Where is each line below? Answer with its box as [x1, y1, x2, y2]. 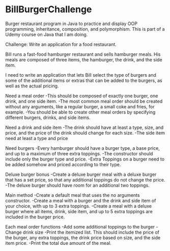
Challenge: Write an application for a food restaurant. [5, 41, 117, 47]
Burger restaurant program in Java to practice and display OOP [5, 20, 137, 27]
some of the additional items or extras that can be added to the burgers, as [5, 77, 162, 83]
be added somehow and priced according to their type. [5, 161, 121, 167]
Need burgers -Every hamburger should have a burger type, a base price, [5, 145, 160, 151]
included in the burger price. [5, 214, 65, 220]
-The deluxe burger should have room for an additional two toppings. [5, 182, 150, 188]
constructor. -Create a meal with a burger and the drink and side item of [5, 197, 156, 203]
